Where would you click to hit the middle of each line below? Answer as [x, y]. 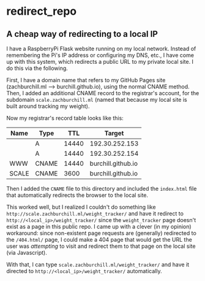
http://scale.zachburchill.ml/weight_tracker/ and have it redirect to [95, 214]
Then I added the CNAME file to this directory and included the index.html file [102, 189]
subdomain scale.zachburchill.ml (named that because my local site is [97, 100]
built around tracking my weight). [48, 106]
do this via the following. [37, 68]
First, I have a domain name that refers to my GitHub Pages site [86, 80]
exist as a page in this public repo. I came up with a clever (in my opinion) [99, 226]
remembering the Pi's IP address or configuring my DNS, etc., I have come [100, 55]
